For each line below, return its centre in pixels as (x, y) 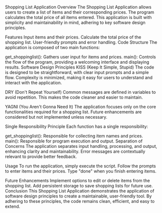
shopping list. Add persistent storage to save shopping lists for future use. (79, 186)
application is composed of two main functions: (53, 47)
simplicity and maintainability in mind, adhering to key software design (75, 22)
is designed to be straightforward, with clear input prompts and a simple (77, 72)
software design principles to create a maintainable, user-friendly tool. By (78, 196)
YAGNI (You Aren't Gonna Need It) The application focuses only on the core (81, 107)
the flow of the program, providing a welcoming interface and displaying (77, 62)
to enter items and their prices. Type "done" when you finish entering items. (81, 171)
